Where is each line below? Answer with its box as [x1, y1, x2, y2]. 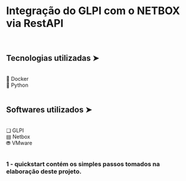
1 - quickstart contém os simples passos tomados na [6, 160, 161, 169]
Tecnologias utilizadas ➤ [6, 53, 99, 63]
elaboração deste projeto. [6, 167, 81, 176]
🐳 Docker [6, 75, 29, 82]
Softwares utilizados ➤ [6, 105, 93, 115]
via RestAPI [6, 17, 64, 30]
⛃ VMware [6, 139, 32, 146]
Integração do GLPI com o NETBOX [6, 4, 180, 18]
